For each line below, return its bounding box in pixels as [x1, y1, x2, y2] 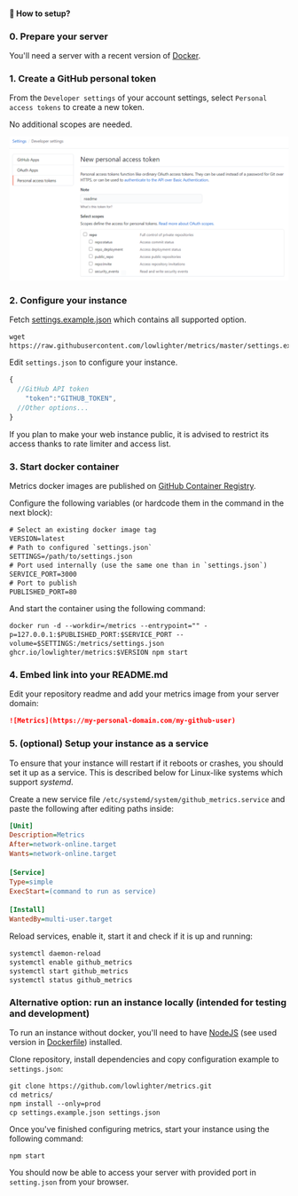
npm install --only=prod [9, 1099, 101, 1109]
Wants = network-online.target [9, 849, 117, 859]
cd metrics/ [9, 1090, 53, 1100]
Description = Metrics [9, 830, 86, 839]
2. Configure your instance [9, 295, 128, 306]
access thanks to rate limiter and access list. [9, 438, 171, 449]
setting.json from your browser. [9, 1176, 129, 1187]
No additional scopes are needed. [9, 119, 133, 130]
